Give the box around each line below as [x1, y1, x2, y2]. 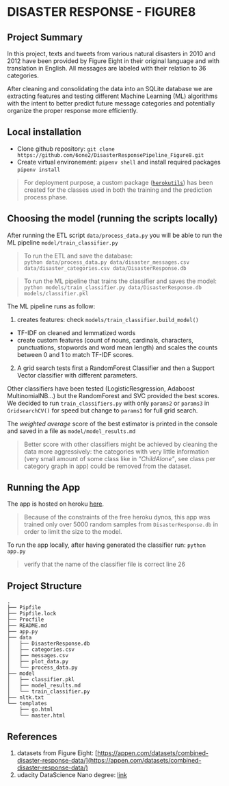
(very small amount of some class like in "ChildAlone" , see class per [23, 454, 216, 463]
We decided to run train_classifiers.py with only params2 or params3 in [7, 399, 210, 407]
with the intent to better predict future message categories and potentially [7, 99, 215, 107]
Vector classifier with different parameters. [16, 371, 138, 379]
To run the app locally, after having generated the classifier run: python [7, 541, 206, 549]
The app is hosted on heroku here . [7, 500, 105, 508]
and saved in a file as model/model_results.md [7, 426, 136, 435]
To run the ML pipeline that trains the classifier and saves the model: [23, 277, 217, 285]
